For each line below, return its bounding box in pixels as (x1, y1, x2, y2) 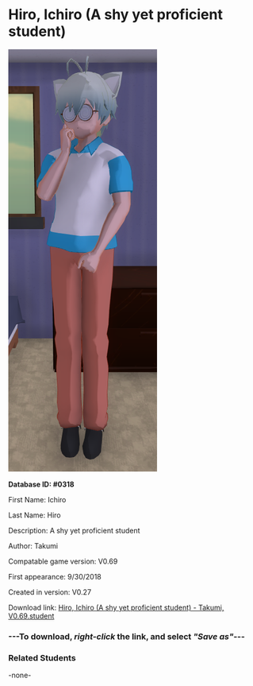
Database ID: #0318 (8, 479, 75, 489)
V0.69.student (8, 610, 55, 621)
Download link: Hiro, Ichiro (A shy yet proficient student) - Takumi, (8, 603, 224, 612)
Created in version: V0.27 (8, 587, 92, 597)
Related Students (8, 652, 77, 663)
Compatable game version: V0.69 (8, 556, 118, 566)
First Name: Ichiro (8, 494, 67, 504)
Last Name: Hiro (8, 510, 61, 520)
